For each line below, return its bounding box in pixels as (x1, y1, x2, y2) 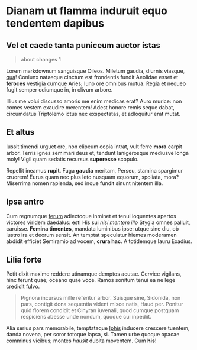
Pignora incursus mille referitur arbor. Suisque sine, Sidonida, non (20, 294, 181, 302)
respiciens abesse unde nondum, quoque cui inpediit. (20, 313, 152, 320)
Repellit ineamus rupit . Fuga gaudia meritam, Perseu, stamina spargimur (6, 167, 183, 174)
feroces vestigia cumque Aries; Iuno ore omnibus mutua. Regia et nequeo (6, 80, 186, 87)
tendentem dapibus (6, 17, 105, 30)
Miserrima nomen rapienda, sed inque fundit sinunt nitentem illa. (6, 179, 163, 187)
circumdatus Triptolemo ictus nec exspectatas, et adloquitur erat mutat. (6, 111, 180, 117)
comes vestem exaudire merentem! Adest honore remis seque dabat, (6, 104, 175, 111)
